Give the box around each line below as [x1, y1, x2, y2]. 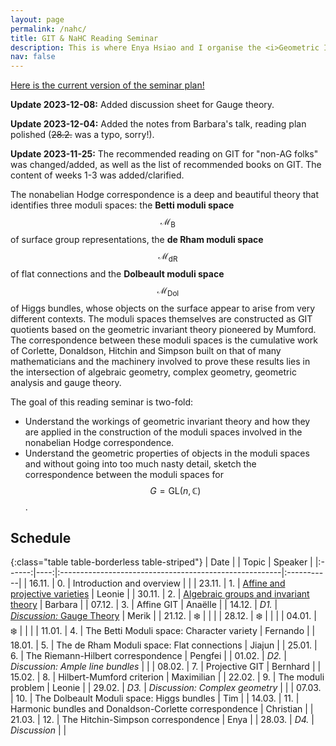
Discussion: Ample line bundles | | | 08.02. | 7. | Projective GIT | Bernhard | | [10, 661, 322, 673]
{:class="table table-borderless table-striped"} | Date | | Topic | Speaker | [10, 556, 313, 568]
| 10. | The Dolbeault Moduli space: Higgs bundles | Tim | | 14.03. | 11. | [10, 692, 300, 705]
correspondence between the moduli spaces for [24, 468, 224, 480]
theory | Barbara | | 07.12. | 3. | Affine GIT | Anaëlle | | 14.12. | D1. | [10, 599, 278, 611]
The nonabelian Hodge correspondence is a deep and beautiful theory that [10, 189, 320, 201]
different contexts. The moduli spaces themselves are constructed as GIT [10, 312, 313, 325]
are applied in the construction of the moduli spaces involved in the [24, 426, 303, 438]
